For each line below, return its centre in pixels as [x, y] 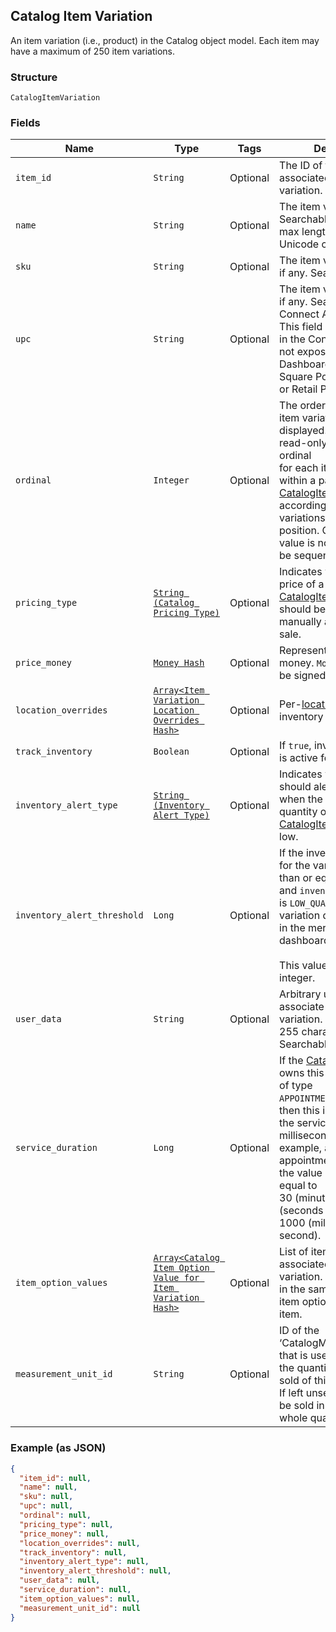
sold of [295, 1381]
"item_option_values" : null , [80, 1599]
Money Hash [179, 663]
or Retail [298, 389]
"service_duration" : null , [75, 1590]
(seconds [301, 1211]
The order [302, 406]
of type [296, 1086]
